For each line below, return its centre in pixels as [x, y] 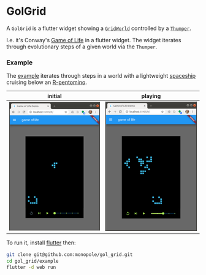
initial [55, 96]
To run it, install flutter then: [41, 243]
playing [151, 96]
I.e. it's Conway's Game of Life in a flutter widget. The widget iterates [94, 40]
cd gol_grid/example [33, 261]
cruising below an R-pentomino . [47, 82]
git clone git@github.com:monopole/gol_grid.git [70, 254]
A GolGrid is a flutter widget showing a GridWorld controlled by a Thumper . [99, 28]
